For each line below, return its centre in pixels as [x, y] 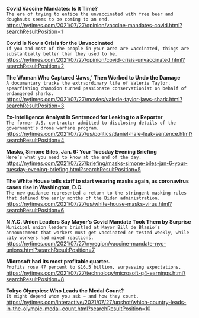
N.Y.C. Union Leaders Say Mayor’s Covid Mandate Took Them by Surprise [99, 222]
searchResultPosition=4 [35, 140]
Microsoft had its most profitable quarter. [58, 261]
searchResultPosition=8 [35, 279]
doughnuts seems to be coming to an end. [58, 20]
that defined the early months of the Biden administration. [83, 198]
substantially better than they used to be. [62, 54]
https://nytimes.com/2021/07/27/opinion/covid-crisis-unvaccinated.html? [96, 60]
